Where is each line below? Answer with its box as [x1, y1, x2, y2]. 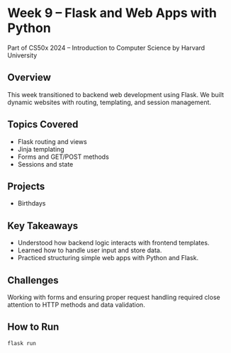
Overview [7, 72, 52, 84]
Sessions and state [17, 159, 74, 168]
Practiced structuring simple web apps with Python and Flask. [17, 254, 199, 262]
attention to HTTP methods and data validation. [7, 301, 145, 309]
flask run [7, 340, 37, 347]
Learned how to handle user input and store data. [17, 246, 162, 254]
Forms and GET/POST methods [17, 152, 110, 161]
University [7, 51, 38, 60]
